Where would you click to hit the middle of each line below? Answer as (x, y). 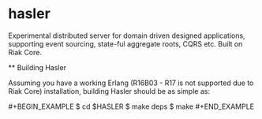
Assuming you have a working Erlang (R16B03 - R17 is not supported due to (131, 83)
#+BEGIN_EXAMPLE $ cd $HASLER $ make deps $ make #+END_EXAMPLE (131, 106)
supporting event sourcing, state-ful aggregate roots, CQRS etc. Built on (125, 43)
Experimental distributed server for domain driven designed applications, (127, 35)
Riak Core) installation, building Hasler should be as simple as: (109, 91)
